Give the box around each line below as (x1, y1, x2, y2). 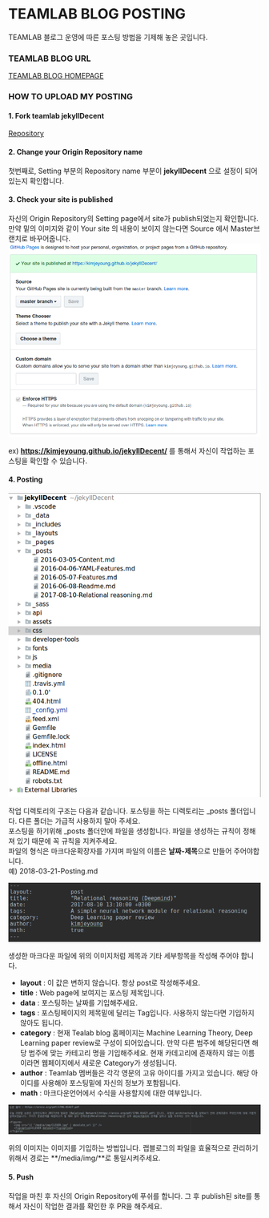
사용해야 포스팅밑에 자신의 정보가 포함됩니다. (41, 1079, 181, 1088)
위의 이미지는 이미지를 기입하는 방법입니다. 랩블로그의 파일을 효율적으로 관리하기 (8, 1143, 259, 1153)
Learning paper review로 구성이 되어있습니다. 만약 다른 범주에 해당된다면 (19, 1039, 251, 1048)
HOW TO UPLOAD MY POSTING (8, 91, 134, 103)
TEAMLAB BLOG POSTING (8, 5, 187, 23)
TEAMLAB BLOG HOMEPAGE (8, 71, 104, 81)
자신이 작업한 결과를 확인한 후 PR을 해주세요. (22, 1201, 163, 1211)
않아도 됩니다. (19, 1018, 64, 1028)
